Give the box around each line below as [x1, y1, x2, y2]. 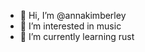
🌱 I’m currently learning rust [19, 31, 135, 42]
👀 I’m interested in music [19, 20, 122, 32]
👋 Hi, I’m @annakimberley [19, 10, 127, 21]
